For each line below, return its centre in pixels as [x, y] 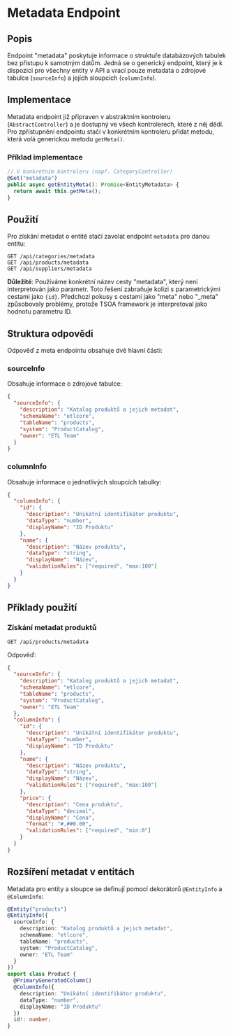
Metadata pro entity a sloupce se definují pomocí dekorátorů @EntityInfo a [115, 889]
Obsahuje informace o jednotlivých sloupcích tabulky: [84, 482]
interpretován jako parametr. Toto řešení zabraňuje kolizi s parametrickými [114, 289]
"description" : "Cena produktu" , [74, 804]
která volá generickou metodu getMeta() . [66, 139]
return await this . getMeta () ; [57, 191]
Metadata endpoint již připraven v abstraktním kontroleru [89, 116]
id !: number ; [32, 1020]
